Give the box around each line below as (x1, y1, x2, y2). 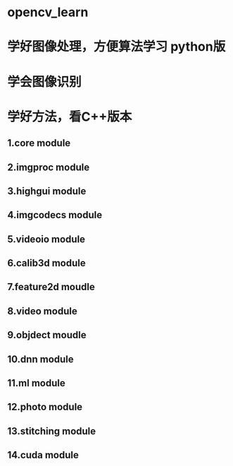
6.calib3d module (7, 257, 86, 269)
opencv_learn (7, 4, 89, 20)
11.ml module (7, 377, 65, 389)
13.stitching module (7, 425, 96, 437)
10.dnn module (7, 353, 74, 365)
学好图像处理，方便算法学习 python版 (7, 39, 226, 55)
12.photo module (7, 401, 83, 413)
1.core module (7, 137, 71, 149)
